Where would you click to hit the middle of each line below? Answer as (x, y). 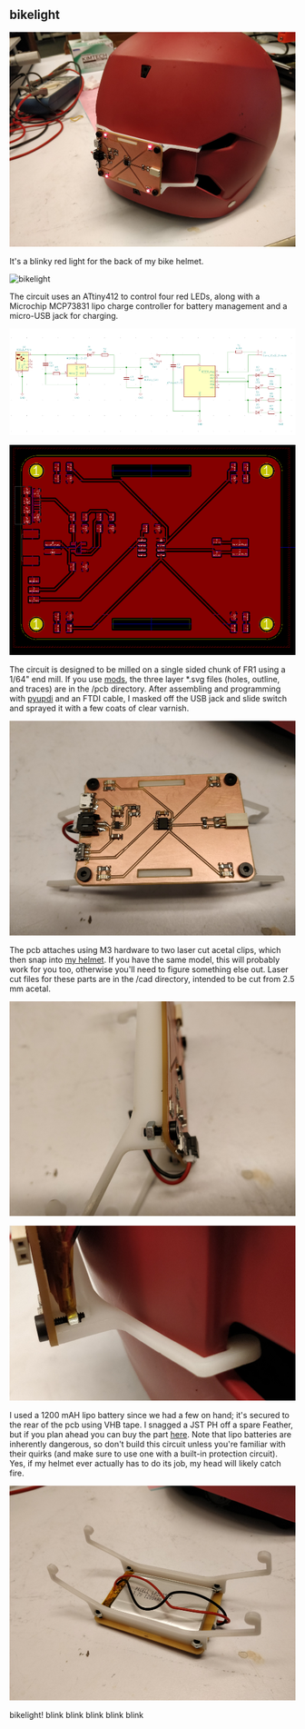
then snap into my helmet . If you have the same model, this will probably (145, 960)
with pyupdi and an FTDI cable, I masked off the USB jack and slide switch (148, 699)
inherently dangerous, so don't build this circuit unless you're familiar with (148, 1444)
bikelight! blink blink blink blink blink (76, 1714)
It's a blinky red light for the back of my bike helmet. (107, 261)
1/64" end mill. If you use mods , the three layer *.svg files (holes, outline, (145, 680)
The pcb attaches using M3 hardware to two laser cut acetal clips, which (145, 950)
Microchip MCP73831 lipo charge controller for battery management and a (148, 306)
